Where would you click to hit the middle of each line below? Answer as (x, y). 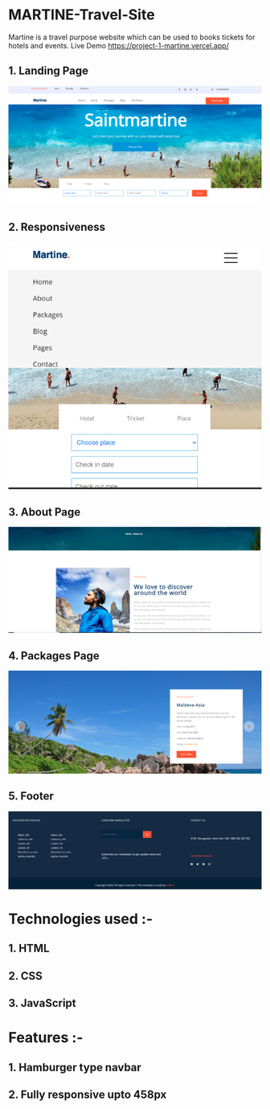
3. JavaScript (42, 1003)
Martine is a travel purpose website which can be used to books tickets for (132, 37)
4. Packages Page (54, 656)
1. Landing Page (49, 71)
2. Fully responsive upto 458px (88, 1094)
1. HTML (29, 949)
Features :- (46, 1038)
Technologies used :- (81, 919)
